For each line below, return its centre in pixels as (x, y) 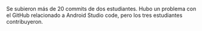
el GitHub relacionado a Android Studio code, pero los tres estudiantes (95, 15)
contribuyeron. (25, 22)
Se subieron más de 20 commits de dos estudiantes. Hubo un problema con (101, 9)
